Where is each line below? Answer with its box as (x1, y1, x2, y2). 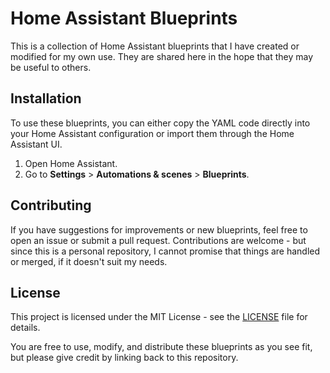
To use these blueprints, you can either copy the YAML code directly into (10, 117, 311, 129)
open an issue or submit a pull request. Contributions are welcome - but (10, 234, 307, 246)
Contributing (10, 197, 92, 214)
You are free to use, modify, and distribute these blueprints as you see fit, (10, 341, 313, 353)
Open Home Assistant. (24, 157, 118, 169)
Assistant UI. (10, 138, 63, 150)
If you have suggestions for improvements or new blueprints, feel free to (10, 223, 308, 236)
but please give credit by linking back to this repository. (10, 352, 239, 364)
